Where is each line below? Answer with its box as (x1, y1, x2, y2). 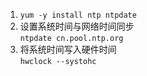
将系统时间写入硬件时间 (19, 44, 117, 55)
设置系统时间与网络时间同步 (19, 20, 135, 32)
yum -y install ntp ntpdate (19, 10, 137, 20)
